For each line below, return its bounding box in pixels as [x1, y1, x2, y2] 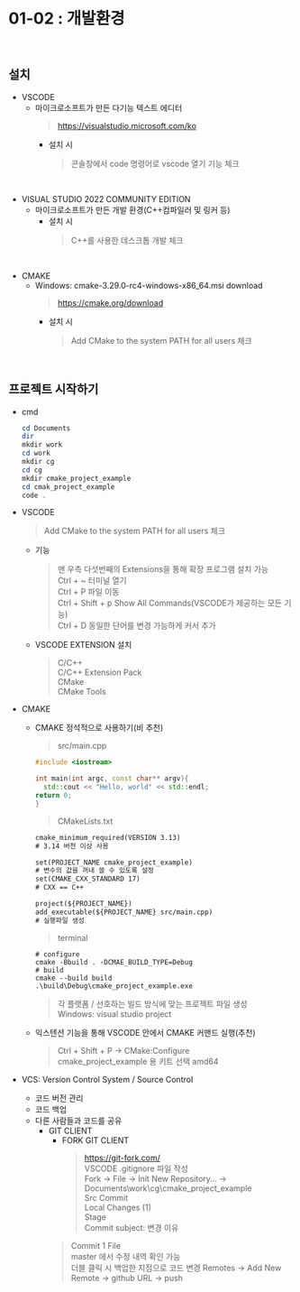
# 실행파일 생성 [34, 916, 85, 925]
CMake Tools [57, 687, 107, 697]
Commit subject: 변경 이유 [84, 1222, 179, 1232]
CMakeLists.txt [57, 816, 114, 826]
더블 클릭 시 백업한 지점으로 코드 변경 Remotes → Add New [70, 1262, 282, 1273]
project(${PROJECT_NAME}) [34, 900, 132, 909]
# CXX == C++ [34, 883, 85, 892]
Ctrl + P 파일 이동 [57, 586, 120, 597]
